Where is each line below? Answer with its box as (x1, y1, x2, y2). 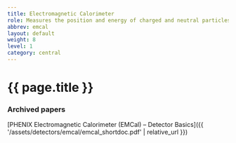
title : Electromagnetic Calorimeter (7, 10, 114, 18)
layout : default (7, 29, 55, 37)
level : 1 (7, 43, 33, 50)
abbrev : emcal (7, 23, 49, 30)
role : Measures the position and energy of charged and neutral (7, 17, 199, 24)
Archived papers (7, 104, 66, 114)
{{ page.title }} (7, 80, 94, 95)
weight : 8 (7, 36, 37, 43)
